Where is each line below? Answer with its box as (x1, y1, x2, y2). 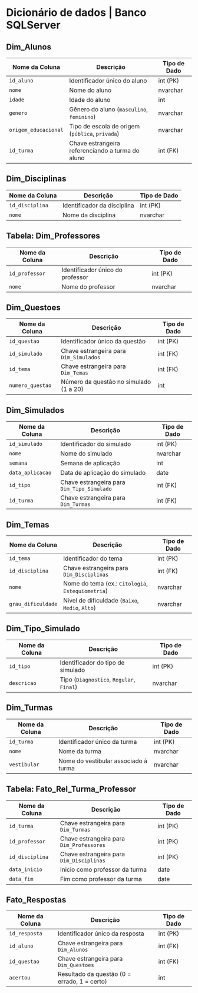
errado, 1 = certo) (58, 978, 107, 986)
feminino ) (69, 112, 96, 121)
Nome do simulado (60, 449, 113, 458)
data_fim (9, 875, 34, 882)
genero (9, 110, 28, 116)
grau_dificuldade (9, 601, 58, 608)
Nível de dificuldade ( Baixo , (62, 597, 140, 605)
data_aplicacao (9, 469, 52, 476)
